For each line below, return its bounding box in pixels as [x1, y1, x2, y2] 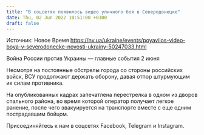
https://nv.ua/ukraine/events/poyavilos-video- [70, 37, 186, 44]
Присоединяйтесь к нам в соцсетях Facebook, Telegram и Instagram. [6, 122, 185, 130]
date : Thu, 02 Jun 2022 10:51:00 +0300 [6, 15, 107, 21]
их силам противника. [6, 79, 64, 87]
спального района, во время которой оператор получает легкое [6, 97, 174, 105]
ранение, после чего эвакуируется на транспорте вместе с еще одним [6, 104, 191, 111]
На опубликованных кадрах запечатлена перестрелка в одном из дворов [6, 91, 198, 99]
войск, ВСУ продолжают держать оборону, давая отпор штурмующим [6, 73, 190, 81]
